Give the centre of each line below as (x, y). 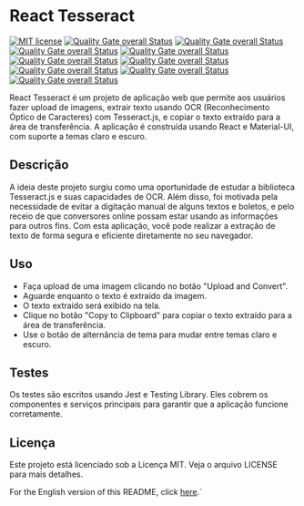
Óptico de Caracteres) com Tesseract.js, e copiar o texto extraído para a (145, 117)
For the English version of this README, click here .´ (106, 492)
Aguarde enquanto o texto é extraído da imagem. (115, 295)
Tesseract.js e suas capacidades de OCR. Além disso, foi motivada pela (144, 196)
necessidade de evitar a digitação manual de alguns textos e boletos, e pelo (152, 206)
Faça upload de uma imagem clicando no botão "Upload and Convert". (155, 286)
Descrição (39, 165)
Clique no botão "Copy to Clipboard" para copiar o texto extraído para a (157, 315)
